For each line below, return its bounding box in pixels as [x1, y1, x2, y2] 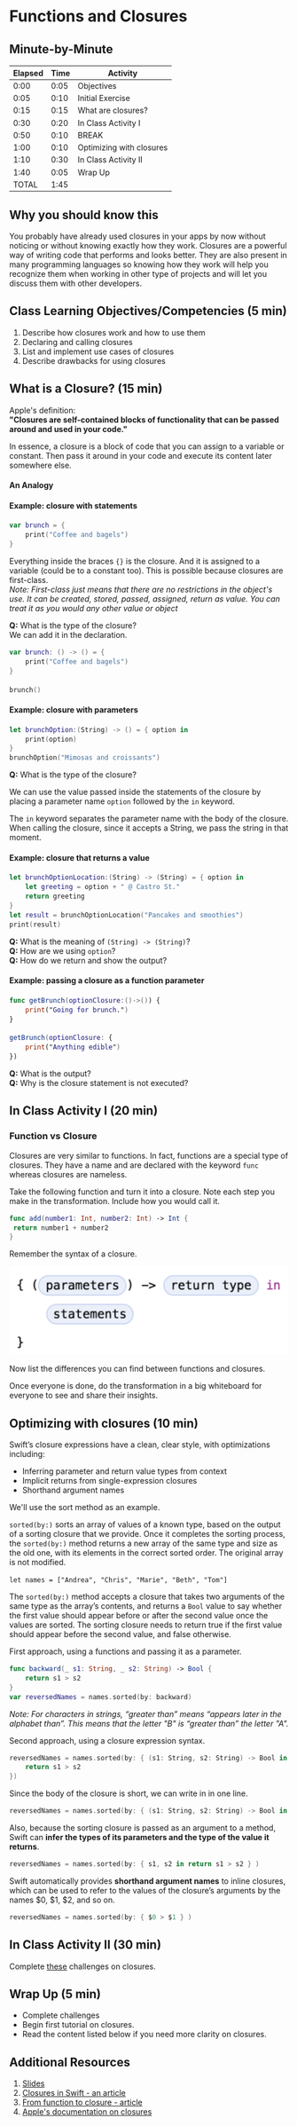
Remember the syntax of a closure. [9, 1248, 137, 1259]
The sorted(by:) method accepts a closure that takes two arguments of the [9, 1591, 285, 1602]
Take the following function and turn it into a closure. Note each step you [9, 1186, 275, 1197]
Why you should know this [9, 207, 159, 223]
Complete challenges [21, 2010, 100, 2020]
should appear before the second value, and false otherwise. [9, 1629, 232, 1640]
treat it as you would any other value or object [9, 603, 179, 614]
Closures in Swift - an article [21, 2088, 126, 2098]
